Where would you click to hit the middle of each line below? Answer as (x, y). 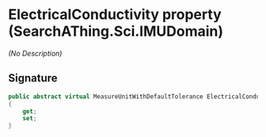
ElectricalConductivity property (115, 15)
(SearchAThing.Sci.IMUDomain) (116, 31)
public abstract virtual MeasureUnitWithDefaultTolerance (106, 97)
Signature (33, 78)
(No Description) (35, 53)
